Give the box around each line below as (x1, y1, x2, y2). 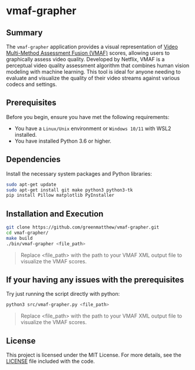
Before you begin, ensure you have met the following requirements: (6, 113, 170, 120)
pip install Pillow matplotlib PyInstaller (6, 193, 115, 199)
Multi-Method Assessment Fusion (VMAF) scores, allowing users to (6, 49, 170, 57)
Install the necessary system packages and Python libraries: (6, 170, 152, 177)
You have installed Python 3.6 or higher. (14, 137, 112, 144)
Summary (6, 28, 43, 38)
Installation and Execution (6, 209, 104, 219)
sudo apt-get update (6, 181, 57, 187)
